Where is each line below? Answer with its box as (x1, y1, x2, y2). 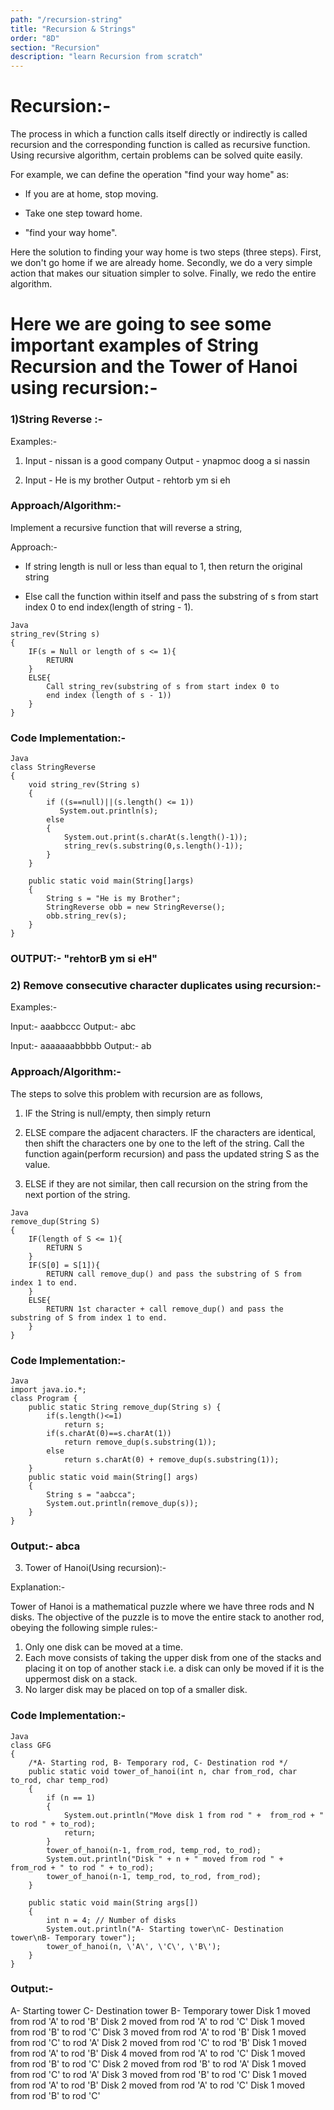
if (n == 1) (46, 1792, 97, 1803)
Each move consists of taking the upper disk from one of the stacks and (24, 1652, 322, 1664)
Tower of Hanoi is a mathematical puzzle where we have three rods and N (10, 1601, 315, 1613)
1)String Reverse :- (10, 412, 103, 426)
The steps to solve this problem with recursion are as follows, (10, 1087, 263, 1100)
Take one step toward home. (24, 207, 143, 220)
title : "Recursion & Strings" (10, 24, 137, 34)
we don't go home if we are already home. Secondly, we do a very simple (10, 257, 313, 269)
